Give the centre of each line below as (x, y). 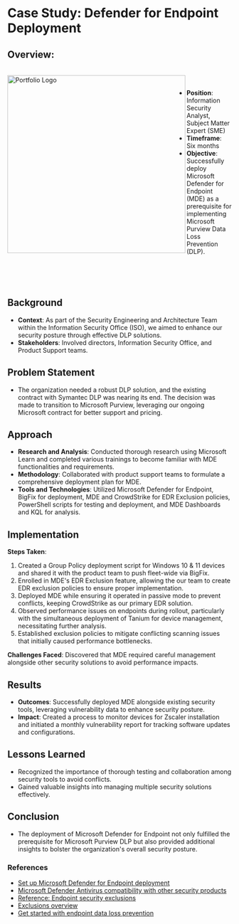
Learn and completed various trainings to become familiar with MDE (117, 460)
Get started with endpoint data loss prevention (86, 913)
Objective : (202, 153)
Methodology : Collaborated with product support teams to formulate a (121, 474)
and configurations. (46, 732)
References (28, 867)
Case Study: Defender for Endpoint (113, 13)
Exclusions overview (48, 906)
